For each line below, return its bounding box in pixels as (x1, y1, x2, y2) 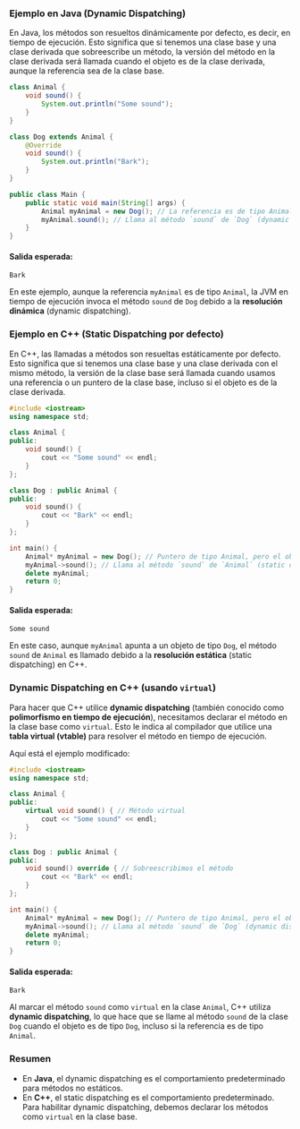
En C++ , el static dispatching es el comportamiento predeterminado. (21, 1091, 275, 1103)
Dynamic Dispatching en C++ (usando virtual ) (9, 681, 217, 694)
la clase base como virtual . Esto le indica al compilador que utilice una (9, 721, 272, 731)
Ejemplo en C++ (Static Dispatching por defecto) (9, 328, 225, 340)
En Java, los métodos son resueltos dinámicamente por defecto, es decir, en (9, 28, 291, 38)
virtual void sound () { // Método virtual (25, 807, 186, 816)
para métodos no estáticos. (21, 1082, 123, 1093)
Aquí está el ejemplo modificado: (9, 748, 130, 758)
